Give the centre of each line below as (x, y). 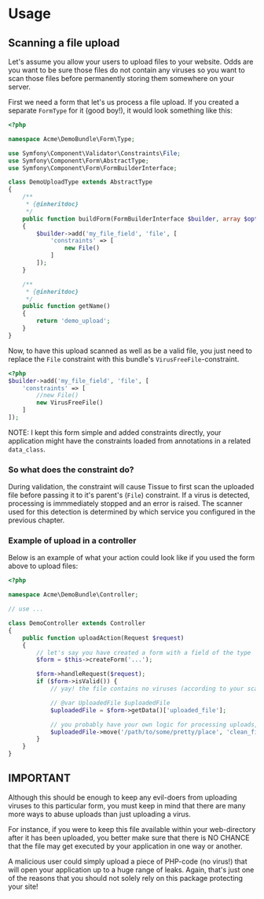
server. (20, 87)
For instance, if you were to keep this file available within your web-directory (132, 829)
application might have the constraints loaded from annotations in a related (130, 440)
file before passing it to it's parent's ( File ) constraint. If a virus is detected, (129, 495)
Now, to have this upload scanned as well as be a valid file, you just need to (130, 351)
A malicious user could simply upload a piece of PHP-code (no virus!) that (128, 861)
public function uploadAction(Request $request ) (103, 638)
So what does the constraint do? (71, 470)
